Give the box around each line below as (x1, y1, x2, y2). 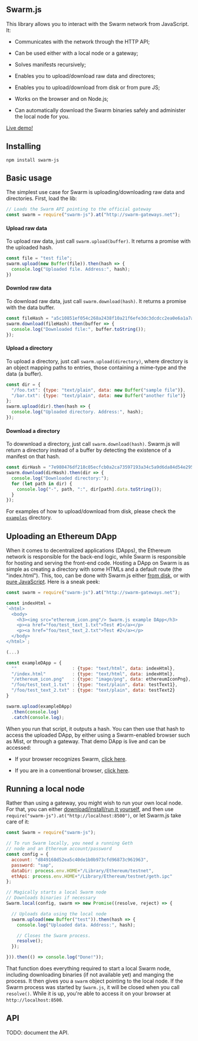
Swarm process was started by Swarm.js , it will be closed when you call (6, 984, 180, 990)
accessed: (6, 744, 31, 751)
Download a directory (6, 427, 60, 434)
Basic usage (6, 173, 52, 183)
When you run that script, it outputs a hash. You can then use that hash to (6, 725, 185, 732)
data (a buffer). (6, 370, 43, 377)
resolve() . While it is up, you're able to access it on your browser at (6, 990, 171, 997)
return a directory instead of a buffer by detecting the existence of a (6, 446, 171, 454)
